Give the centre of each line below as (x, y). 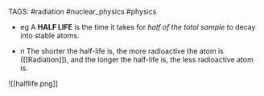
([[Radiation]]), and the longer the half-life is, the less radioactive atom (136, 60)
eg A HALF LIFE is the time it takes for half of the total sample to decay (138, 27)
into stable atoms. (49, 36)
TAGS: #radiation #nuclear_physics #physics (82, 12)
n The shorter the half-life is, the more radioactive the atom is (122, 51)
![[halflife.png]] (33, 84)
